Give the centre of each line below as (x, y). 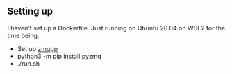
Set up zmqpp (37, 48)
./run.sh (28, 63)
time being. (23, 35)
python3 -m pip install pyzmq (59, 56)
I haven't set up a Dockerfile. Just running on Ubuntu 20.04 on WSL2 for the (116, 28)
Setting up (30, 11)
